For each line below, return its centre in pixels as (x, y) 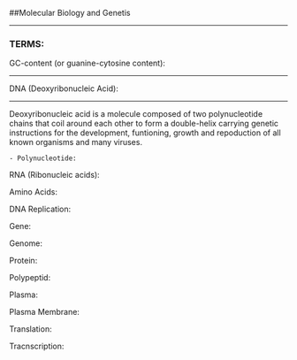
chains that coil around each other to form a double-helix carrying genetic (144, 124)
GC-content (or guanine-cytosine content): (88, 63)
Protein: (23, 261)
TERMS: (27, 43)
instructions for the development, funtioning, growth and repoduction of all (145, 133)
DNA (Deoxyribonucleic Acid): (64, 88)
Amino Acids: (33, 192)
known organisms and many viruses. (76, 142)
